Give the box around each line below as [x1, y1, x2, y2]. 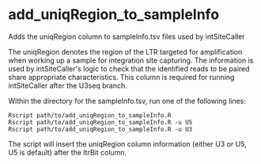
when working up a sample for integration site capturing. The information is [8, 55, 254, 65]
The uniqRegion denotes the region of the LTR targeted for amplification [8, 47, 243, 56]
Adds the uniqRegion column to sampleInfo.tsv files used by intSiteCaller [8, 32, 245, 41]
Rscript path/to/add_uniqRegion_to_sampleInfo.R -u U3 [8, 125, 193, 133]
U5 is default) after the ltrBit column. [8, 147, 127, 157]
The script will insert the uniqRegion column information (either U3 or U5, [8, 139, 247, 148]
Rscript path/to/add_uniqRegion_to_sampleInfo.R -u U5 [8, 118, 193, 126]
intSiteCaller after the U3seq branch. [8, 81, 128, 90]
